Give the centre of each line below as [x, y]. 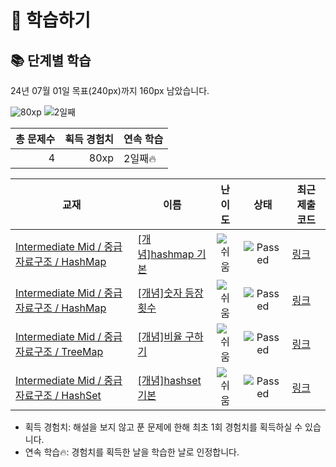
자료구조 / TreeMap [59, 351]
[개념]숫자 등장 [170, 293]
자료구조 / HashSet [58, 395]
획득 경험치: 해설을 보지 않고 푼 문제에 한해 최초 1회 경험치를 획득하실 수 [163, 427]
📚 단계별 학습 [51, 60]
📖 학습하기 [51, 20]
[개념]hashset [169, 380]
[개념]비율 [160, 336]
